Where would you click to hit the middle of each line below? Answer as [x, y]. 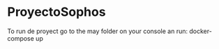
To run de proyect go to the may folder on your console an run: [98, 31]
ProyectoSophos [56, 12]
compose [21, 38]
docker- [201, 31]
